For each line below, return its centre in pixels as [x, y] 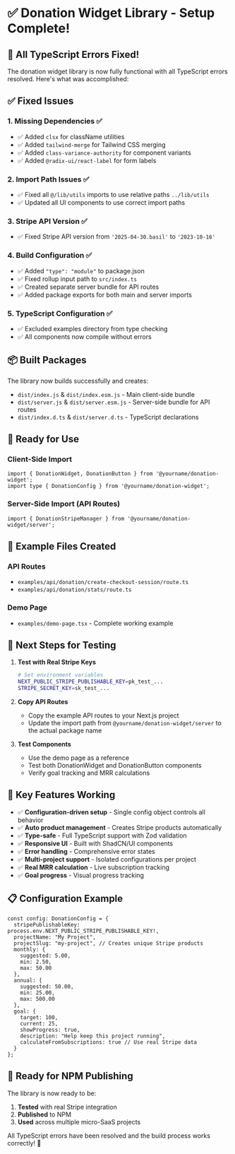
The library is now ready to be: [52, 1093]
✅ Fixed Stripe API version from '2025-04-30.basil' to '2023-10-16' [116, 237]
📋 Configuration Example [65, 899]
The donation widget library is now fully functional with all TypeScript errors [117, 71]
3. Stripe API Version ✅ [48, 221]
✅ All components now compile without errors [84, 336]
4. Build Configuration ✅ [50, 256]
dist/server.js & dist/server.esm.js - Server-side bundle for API [114, 402]
